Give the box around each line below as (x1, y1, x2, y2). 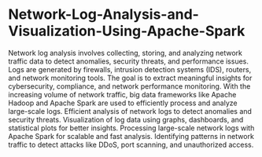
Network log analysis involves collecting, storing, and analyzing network (8, 48, 242, 57)
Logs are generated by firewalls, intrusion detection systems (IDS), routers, (8, 64, 252, 74)
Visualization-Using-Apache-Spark (8, 22, 245, 40)
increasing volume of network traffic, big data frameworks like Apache (8, 89, 237, 99)
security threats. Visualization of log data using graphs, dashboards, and (8, 115, 244, 124)
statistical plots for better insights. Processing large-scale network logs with (8, 123, 255, 133)
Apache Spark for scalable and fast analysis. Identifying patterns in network (8, 131, 254, 141)
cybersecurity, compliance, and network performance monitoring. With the (8, 81, 251, 91)
